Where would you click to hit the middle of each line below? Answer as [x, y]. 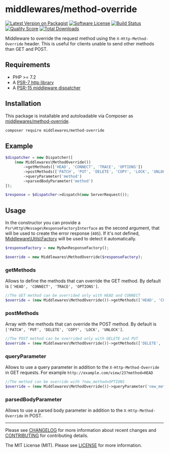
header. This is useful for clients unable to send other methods [89, 43]
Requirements [28, 65]
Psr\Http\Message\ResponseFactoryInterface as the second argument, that [82, 228]
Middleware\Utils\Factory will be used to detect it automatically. [71, 239]
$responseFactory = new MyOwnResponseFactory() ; [57, 248]
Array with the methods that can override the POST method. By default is [81, 324]
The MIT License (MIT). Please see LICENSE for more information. [74, 445]
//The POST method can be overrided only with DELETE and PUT [72, 339]
